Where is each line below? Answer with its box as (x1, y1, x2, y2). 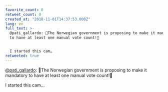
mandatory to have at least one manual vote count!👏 (5, 72, 113, 78)
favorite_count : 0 (5, 7, 43, 12)
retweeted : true (5, 53, 39, 58)
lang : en (5, 21, 23, 26)
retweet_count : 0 (5, 12, 41, 17)
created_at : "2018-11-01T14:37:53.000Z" (5, 16, 91, 21)
